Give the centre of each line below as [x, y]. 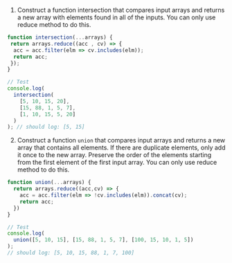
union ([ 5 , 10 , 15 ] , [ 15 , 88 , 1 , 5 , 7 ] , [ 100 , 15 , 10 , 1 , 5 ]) [104, 240]
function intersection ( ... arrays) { [60, 37]
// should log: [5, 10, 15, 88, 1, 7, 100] [71, 253]
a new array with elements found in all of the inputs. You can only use [116, 17]
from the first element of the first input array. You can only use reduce [117, 163]
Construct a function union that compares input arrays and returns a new [121, 140]
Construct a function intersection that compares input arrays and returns [121, 10]
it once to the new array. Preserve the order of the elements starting [114, 155]
